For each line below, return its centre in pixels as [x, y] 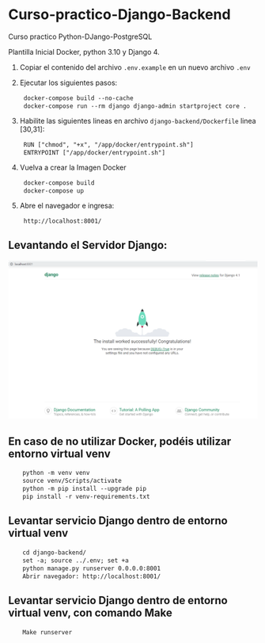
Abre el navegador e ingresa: [67, 205]
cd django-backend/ [55, 553]
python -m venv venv [56, 473]
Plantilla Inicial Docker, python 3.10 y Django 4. [84, 52]
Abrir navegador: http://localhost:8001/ [91, 576]
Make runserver [47, 632]
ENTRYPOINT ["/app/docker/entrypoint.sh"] [95, 152]
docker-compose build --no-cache [78, 98]
